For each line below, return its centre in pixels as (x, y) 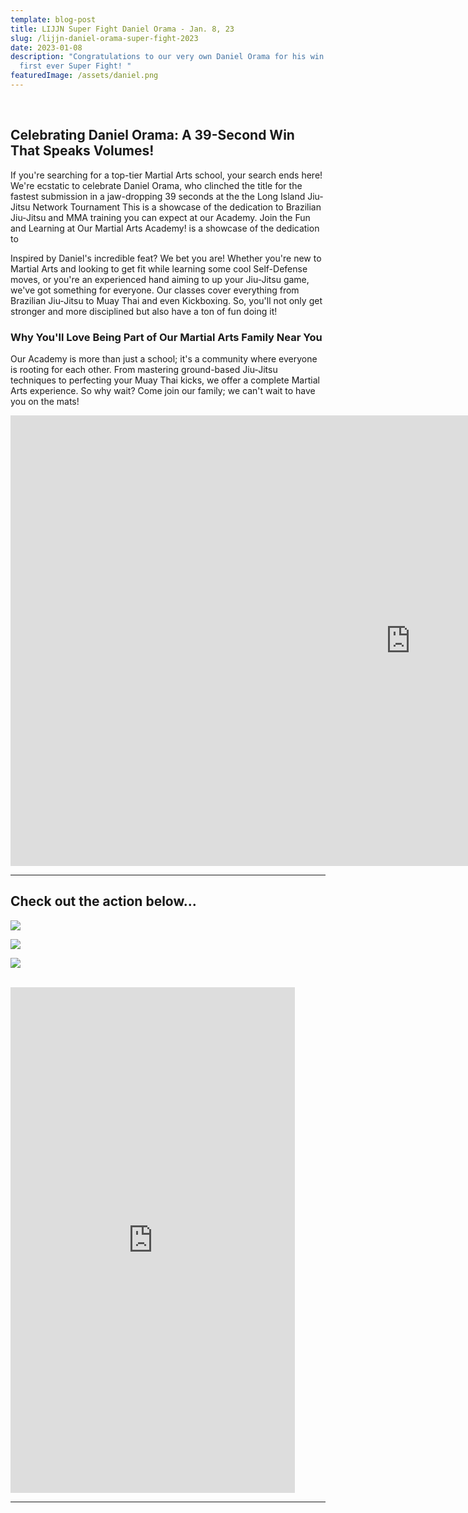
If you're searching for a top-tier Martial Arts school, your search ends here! (166, 175)
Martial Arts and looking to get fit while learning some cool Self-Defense (159, 268)
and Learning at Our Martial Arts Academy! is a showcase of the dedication (165, 228)
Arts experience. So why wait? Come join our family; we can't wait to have (163, 390)
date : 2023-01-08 (46, 47)
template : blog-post (53, 19)
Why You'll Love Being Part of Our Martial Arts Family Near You (166, 337)
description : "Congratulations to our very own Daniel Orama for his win (167, 57)
